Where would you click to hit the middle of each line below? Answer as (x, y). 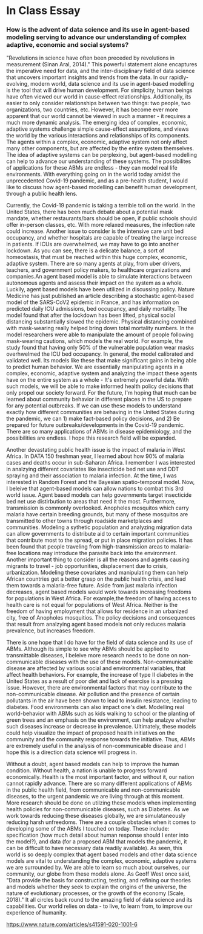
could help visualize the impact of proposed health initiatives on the (91, 733)
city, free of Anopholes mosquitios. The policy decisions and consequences (101, 618)
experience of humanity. (37, 913)
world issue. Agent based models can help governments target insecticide (99, 495)
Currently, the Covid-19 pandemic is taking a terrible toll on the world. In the (101, 206)
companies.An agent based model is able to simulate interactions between (99, 277)
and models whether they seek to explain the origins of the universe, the (97, 887)
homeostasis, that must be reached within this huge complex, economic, (97, 257)
